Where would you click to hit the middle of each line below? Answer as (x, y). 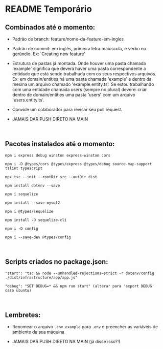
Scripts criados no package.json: (57, 262)
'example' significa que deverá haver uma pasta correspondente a (79, 68)
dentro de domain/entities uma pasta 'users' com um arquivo (74, 95)
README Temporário (48, 9)
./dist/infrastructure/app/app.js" (41, 277)
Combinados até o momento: (50, 27)
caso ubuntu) (18, 290)
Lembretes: (23, 315)
